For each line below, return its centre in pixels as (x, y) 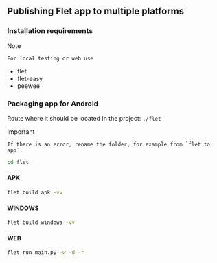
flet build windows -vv (41, 222)
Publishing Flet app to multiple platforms (95, 11)
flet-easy (30, 78)
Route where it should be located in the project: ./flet (84, 118)
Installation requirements (50, 31)
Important (21, 131)
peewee (28, 86)
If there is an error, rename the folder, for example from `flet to (109, 144)
